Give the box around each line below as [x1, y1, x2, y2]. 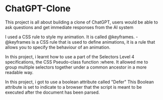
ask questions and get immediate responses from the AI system [5, 24, 134, 30]
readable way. [5, 69, 34, 75]
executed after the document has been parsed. [5, 89, 100, 95]
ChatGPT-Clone [5, 3, 71, 14]
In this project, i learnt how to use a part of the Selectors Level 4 [5, 53, 135, 59]
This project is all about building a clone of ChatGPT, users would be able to [5, 19, 158, 25]
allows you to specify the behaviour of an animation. [5, 44, 111, 50]
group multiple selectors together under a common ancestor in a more [5, 64, 147, 70]
